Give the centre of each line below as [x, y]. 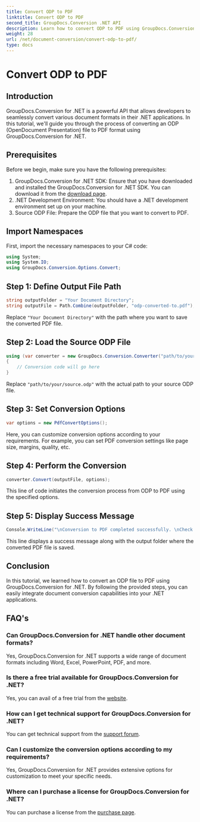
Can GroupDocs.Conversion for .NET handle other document [96, 635]
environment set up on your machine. [61, 206]
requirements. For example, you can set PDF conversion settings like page [97, 441]
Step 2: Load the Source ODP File [68, 342]
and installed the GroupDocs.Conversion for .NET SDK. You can [93, 187]
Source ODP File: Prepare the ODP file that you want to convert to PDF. [102, 213]
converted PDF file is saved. [41, 547]
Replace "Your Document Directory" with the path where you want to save [97, 317]
